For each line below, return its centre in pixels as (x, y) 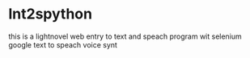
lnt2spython (51, 14)
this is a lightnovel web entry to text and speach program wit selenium (125, 36)
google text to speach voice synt (63, 44)
